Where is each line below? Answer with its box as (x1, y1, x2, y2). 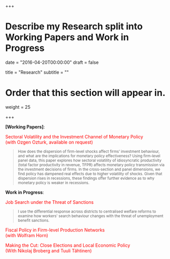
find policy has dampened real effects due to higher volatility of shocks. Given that (17, 171, 162, 176)
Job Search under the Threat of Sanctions (5, 199, 94, 205)
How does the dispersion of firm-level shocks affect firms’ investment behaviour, (17, 149, 160, 154)
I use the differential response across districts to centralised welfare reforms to (17, 209, 157, 214)
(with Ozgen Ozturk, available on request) (5, 139, 93, 145)
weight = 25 (5, 104, 31, 110)
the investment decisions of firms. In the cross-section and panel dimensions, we (17, 167, 161, 172)
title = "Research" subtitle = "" (5, 69, 69, 75)
